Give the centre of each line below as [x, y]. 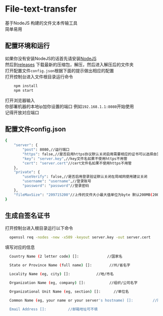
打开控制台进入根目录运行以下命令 [39, 228]
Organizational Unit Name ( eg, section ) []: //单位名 [69, 291]
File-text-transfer [41, 9]
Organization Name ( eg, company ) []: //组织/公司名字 [73, 283]
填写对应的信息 [20, 247]
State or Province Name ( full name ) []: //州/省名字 [70, 266]
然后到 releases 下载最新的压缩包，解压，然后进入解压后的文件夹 [69, 65]
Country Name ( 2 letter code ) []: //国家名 [66, 257]
